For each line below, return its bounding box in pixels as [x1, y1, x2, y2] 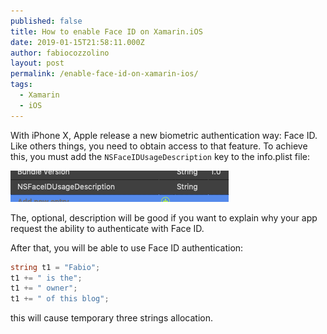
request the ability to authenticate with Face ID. [10, 222, 205, 234]
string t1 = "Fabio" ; [10, 262, 101, 272]
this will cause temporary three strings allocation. [10, 312, 213, 324]
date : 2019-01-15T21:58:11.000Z [10, 37, 145, 47]
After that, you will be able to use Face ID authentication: [10, 241, 244, 254]
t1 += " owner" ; [10, 283, 78, 294]
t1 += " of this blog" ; [10, 294, 110, 304]
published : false [10, 16, 83, 26]
